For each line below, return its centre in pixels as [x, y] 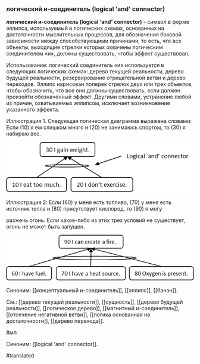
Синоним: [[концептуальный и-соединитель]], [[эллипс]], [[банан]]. [92, 290]
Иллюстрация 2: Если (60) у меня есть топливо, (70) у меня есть [89, 202]
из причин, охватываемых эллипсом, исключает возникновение [88, 103]
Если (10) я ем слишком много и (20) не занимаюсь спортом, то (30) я [96, 128]
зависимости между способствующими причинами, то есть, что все [94, 41]
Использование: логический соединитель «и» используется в [85, 65]
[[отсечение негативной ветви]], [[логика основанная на [78, 314]
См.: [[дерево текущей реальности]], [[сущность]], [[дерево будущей [95, 302]
